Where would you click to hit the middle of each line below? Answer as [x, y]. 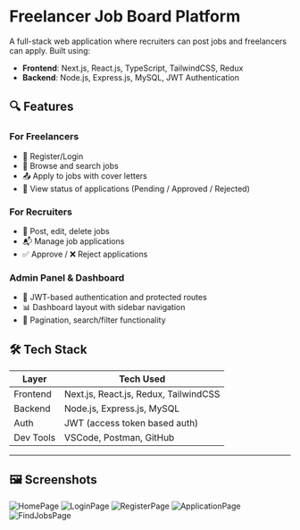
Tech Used [142, 379]
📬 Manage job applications [73, 241]
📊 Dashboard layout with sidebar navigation [104, 307]
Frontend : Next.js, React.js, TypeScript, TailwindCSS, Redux [133, 68]
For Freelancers [44, 137]
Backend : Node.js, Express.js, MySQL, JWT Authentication [130, 77]
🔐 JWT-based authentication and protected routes [114, 298]
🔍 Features [42, 107]
